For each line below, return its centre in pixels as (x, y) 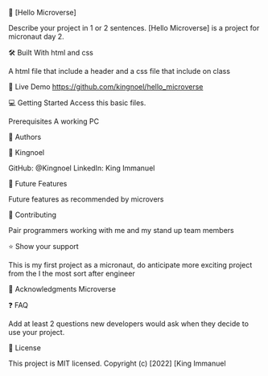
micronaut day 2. (36, 37)
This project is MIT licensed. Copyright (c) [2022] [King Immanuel (118, 363)
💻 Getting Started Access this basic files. (77, 103)
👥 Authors (25, 137)
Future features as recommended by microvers (86, 199)
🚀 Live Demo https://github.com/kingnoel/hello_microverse (106, 87)
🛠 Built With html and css (51, 53)
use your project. (37, 332)
